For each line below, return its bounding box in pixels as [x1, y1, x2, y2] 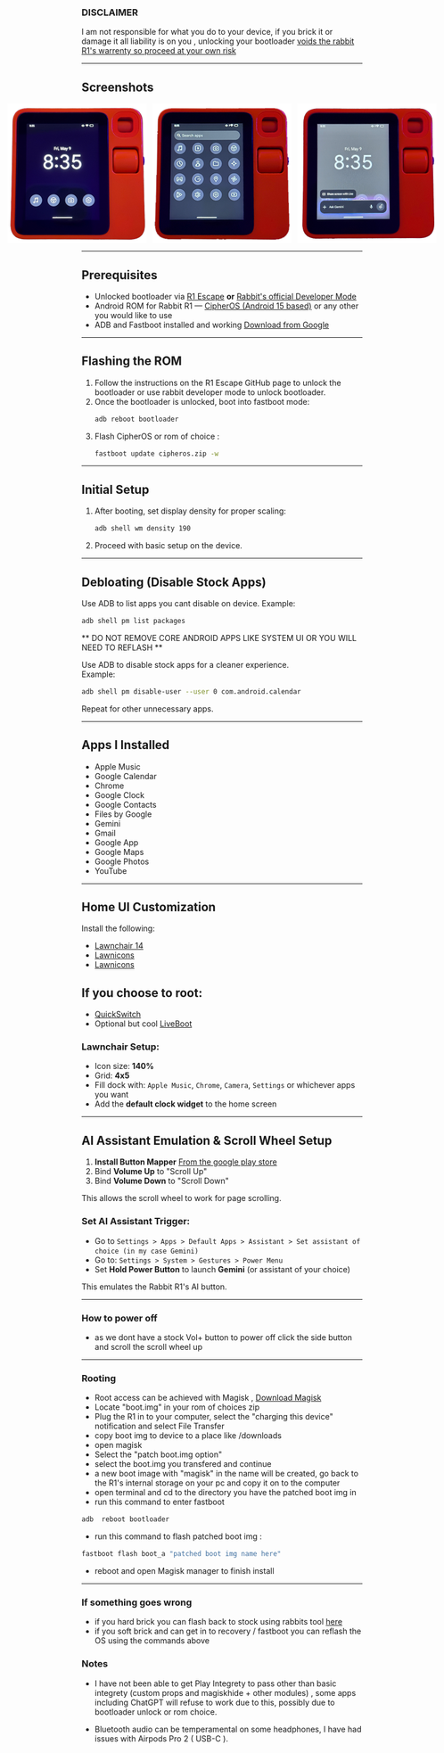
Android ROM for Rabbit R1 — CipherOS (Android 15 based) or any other [94, 300, 359, 311]
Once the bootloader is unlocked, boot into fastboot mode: [94, 396, 310, 407]
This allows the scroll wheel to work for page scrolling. [81, 1193, 282, 1204]
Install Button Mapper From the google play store [94, 1156, 277, 1167]
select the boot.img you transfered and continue [94, 1459, 272, 1469]
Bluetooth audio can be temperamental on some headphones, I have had [94, 1724, 362, 1734]
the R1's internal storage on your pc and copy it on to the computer [94, 1477, 341, 1488]
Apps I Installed [81, 737, 170, 753]
